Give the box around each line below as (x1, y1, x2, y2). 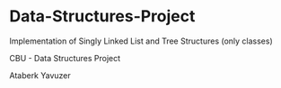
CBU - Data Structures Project (9, 52, 121, 63)
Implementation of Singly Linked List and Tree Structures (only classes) (9, 36, 274, 46)
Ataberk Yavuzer (9, 69, 72, 81)
